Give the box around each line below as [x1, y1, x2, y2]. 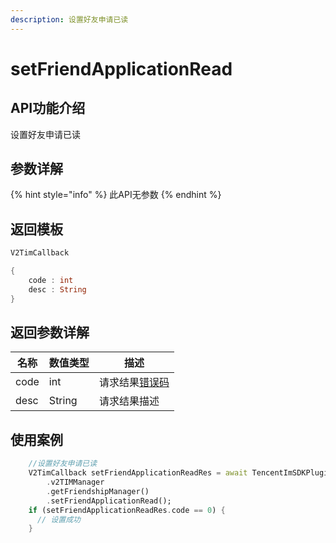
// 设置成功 [36, 514, 81, 525]
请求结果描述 [98, 394, 160, 408]
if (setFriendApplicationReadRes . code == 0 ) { [28, 505, 226, 515]
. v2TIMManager [46, 477, 105, 487]
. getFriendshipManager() [46, 486, 150, 496]
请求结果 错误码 [98, 376, 170, 390]
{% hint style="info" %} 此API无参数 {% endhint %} [10, 189, 222, 201]
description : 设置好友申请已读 [10, 14, 129, 25]
